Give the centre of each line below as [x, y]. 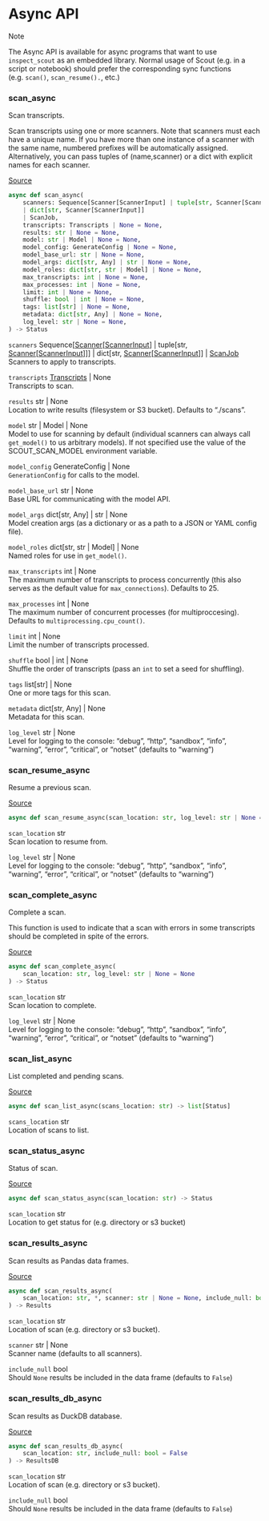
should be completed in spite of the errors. [79, 936]
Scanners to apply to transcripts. [62, 361]
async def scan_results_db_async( [66, 1446]
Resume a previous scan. [50, 788]
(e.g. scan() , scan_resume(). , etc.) [64, 77]
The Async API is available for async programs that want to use [113, 51]
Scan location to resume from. [58, 841]
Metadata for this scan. [46, 716]
